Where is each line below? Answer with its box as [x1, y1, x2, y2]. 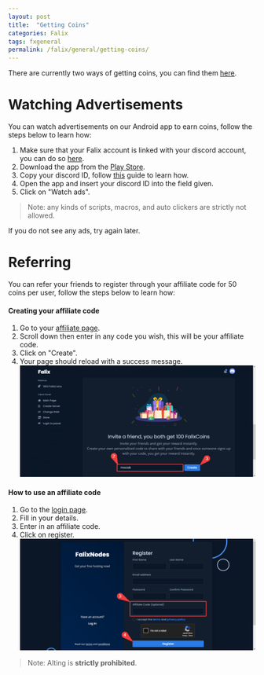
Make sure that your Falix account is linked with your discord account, [19, 145, 247, 155]
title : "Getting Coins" [8, 20, 90, 29]
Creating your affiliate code [8, 306, 100, 315]
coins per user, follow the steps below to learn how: [8, 288, 175, 297]
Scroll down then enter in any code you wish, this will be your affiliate [19, 332, 244, 341]
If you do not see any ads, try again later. [8, 226, 141, 236]
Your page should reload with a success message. [19, 357, 183, 366]
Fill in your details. [19, 513, 79, 523]
